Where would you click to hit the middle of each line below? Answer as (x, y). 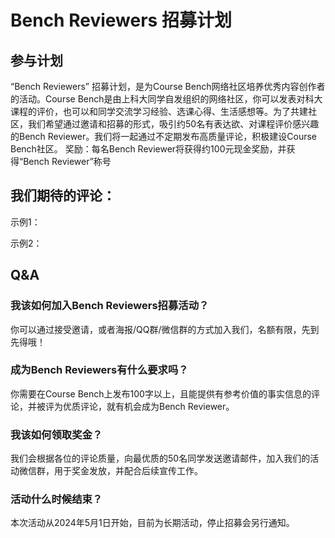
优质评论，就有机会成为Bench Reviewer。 (148, 406)
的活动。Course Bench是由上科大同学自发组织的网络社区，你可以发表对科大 (166, 99)
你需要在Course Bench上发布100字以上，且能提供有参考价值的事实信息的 (161, 393)
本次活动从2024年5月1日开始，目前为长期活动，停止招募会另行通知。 (152, 523)
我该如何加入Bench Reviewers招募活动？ (110, 306)
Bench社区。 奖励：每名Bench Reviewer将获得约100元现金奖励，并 (148, 149)
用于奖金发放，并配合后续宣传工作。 (128, 471)
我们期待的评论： (63, 196)
